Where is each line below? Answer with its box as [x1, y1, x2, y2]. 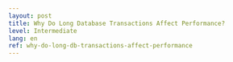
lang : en [8, 34, 38, 43]
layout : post [8, 11, 52, 20]
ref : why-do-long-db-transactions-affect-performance [8, 42, 193, 50]
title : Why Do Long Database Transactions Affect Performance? [8, 19, 226, 27]
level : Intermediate [8, 27, 78, 35]
